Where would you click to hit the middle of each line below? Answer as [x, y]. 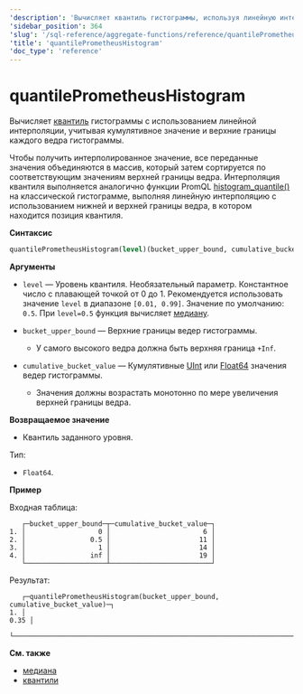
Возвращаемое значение [60, 419]
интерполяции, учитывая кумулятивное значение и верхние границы [143, 131]
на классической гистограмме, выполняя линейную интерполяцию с [143, 196]
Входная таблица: [44, 507]
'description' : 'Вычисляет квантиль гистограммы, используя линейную [143, 18]
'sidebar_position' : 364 [56, 26]
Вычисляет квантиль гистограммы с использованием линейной [133, 121]
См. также [30, 652]
